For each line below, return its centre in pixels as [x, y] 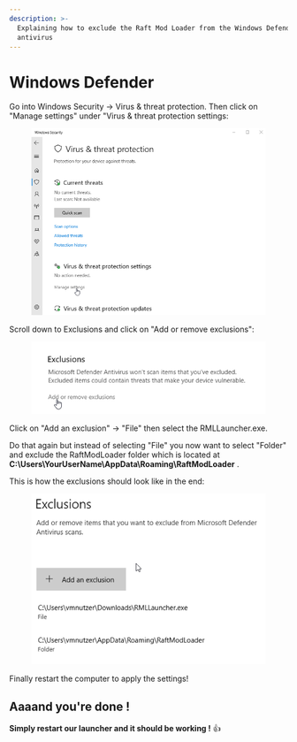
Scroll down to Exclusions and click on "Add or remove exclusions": [132, 329]
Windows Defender [82, 82]
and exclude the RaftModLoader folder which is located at [114, 455]
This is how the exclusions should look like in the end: [107, 481]
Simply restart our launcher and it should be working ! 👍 [115, 729]
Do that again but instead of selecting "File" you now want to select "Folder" [148, 446]
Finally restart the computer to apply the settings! [99, 679]
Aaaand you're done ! [70, 706]
